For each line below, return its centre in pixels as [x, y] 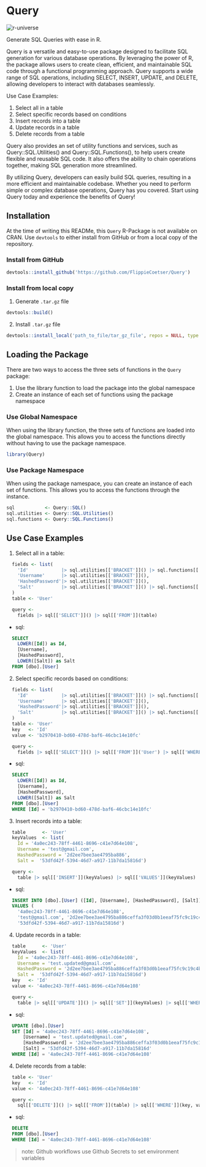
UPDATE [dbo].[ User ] [38, 1026]
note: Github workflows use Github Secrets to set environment [100, 1151]
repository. [20, 243]
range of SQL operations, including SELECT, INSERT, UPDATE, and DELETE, [102, 77]
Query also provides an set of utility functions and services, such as [92, 145]
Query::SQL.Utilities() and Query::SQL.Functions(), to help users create [96, 152]
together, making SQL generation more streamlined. [72, 165]
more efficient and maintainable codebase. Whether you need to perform [99, 183]
